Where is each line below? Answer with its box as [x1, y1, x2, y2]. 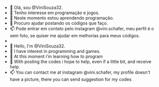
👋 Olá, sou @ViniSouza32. [9, 5, 63, 10]
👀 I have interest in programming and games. [9, 48, 101, 54]
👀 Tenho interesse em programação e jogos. [9, 10, 100, 16]
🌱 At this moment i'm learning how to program [9, 54, 103, 59]
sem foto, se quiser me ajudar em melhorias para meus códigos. [9, 33, 140, 39]
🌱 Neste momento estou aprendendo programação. [9, 15, 114, 21]
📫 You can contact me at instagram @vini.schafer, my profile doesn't [9, 69, 151, 75]
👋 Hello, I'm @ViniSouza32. [9, 43, 65, 49]
